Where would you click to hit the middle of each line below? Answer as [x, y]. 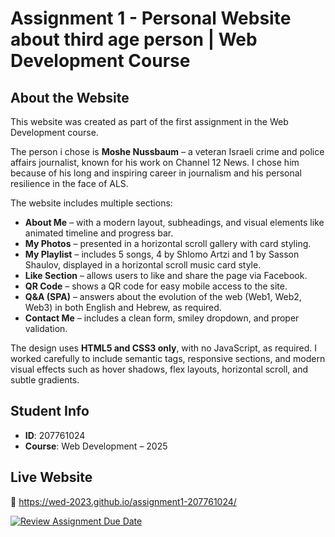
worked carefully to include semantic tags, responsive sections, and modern [168, 358]
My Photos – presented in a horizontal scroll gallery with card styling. [168, 243]
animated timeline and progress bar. [99, 233]
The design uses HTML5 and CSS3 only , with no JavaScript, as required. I [163, 348]
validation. [46, 328]
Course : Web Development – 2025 [96, 446]
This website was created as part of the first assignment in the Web [149, 121]
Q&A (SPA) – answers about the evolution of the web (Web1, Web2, [163, 296]
